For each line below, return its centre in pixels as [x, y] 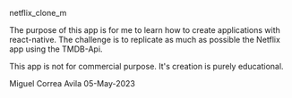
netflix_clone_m [38, 13]
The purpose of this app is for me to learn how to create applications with [145, 30]
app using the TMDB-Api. [56, 49]
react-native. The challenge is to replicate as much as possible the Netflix [145, 40]
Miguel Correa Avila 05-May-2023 [73, 83]
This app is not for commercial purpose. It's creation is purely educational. [146, 66]
